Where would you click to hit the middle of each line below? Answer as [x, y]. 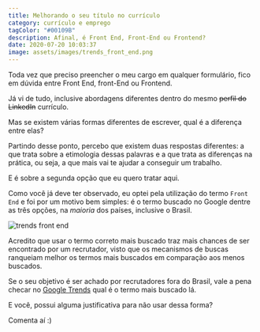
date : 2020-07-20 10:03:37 [52, 45]
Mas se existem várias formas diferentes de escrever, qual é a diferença [125, 122]
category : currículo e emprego [59, 23]
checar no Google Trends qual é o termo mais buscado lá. [102, 290]
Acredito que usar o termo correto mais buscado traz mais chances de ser [129, 241]
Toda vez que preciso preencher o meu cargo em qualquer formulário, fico [129, 75]
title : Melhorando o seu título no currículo [84, 15]
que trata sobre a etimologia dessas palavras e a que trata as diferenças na [130, 154]
